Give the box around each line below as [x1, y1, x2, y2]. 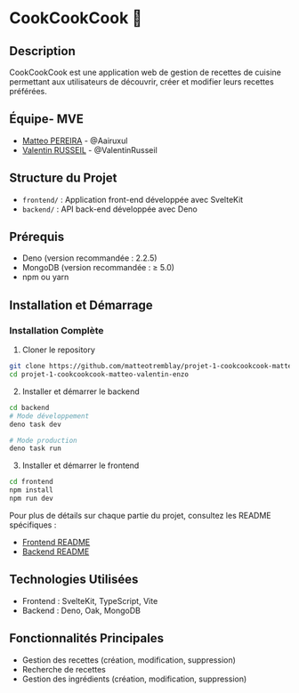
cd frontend [9, 478, 53, 487]
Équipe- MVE [9, 111, 85, 127]
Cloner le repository [21, 344, 96, 355]
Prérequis [9, 230, 65, 245]
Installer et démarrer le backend [21, 386, 140, 397]
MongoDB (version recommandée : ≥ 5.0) [21, 262, 175, 273]
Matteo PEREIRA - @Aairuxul [21, 135, 128, 146]
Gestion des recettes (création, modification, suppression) [21, 654, 236, 665]
